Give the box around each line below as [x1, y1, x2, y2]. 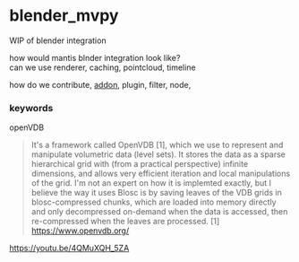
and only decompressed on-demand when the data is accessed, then [30, 206, 288, 217]
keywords [9, 101, 54, 114]
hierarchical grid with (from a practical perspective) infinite [30, 159, 249, 170]
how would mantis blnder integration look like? [9, 52, 181, 63]
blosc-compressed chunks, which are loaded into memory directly [30, 196, 277, 207]
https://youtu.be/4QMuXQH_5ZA [9, 243, 130, 254]
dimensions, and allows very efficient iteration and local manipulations [30, 168, 291, 179]
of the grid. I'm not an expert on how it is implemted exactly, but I [30, 178, 271, 188]
